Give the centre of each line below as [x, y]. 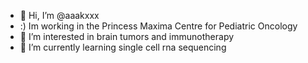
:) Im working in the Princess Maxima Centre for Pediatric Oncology [158, 26]
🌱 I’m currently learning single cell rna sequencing [123, 47]
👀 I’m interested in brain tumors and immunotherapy [127, 36]
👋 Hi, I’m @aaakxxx [59, 15]
